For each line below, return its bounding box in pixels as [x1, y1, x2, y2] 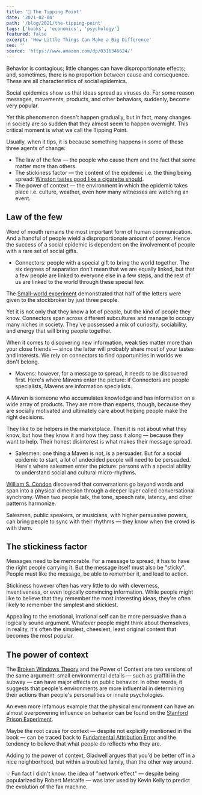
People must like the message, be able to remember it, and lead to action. [6, 570, 189, 577]
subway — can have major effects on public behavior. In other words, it [6, 679, 182, 686]
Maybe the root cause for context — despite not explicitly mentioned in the [6, 727, 192, 735]
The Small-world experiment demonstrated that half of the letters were [6, 290, 182, 297]
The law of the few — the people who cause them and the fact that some [14, 156, 196, 163]
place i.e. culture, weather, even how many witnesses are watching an [14, 188, 189, 195]
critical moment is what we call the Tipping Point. [6, 126, 128, 133]
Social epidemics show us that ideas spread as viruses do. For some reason [6, 89, 194, 96]
